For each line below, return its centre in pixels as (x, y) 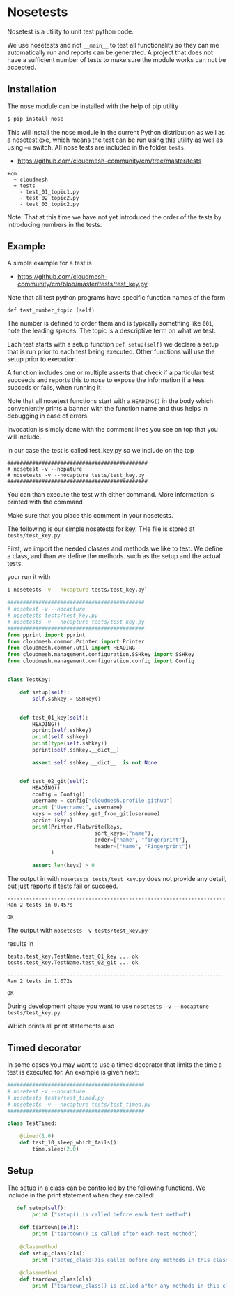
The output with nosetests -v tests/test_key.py (78, 931)
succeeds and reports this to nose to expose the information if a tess (106, 380)
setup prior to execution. (42, 359)
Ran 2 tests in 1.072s (40, 981)
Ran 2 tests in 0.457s (40, 905)
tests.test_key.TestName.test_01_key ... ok (73, 957)
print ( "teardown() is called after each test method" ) (115, 1234)
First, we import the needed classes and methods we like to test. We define (115, 548)
